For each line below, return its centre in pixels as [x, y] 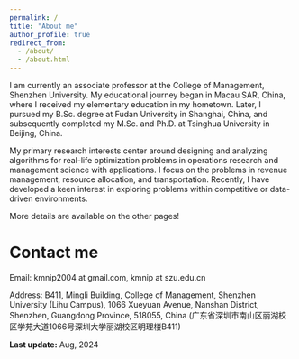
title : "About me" [44, 26]
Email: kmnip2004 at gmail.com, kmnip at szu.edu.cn [108, 277]
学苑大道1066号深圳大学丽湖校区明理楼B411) [99, 327]
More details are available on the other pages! [95, 216]
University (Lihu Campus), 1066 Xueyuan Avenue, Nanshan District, [134, 304]
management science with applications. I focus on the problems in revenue [149, 170]
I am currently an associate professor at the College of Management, [137, 85]
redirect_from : [38, 43]
